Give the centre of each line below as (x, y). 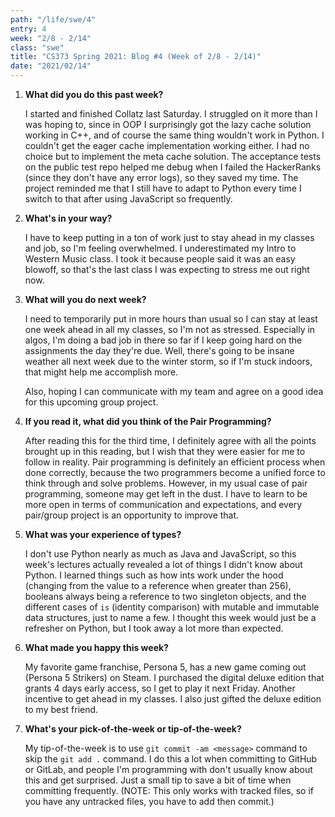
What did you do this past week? (94, 94)
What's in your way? (68, 218)
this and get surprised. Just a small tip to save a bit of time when (158, 780)
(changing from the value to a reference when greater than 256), (158, 585)
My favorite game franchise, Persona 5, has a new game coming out (165, 667)
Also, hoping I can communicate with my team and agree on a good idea (174, 391)
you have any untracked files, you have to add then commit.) (149, 801)
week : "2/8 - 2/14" (51, 38)
